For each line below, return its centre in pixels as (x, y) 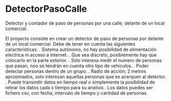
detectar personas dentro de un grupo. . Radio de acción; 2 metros (76, 71)
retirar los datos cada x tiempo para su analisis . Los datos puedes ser (79, 87)
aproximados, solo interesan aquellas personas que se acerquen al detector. (86, 76)
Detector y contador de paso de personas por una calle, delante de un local (85, 23)
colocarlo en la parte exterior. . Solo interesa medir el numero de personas (84, 60)
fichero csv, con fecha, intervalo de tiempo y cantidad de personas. (77, 93)
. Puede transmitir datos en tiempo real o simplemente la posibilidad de (80, 82)
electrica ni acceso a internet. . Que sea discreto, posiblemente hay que (81, 55)
